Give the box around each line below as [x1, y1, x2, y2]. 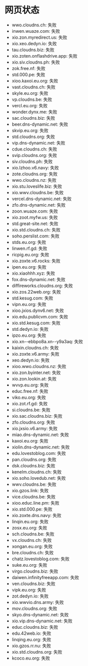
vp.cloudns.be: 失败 [11, 96, 52, 102]
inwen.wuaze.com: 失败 [11, 28, 60, 34]
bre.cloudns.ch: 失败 [11, 549, 54, 555]
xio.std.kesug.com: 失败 [11, 320, 61, 326]
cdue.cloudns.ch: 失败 [11, 146, 57, 152]
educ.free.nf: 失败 [11, 388, 48, 394]
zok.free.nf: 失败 [11, 65, 45, 71]
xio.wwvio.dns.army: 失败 [11, 599, 64, 605]
